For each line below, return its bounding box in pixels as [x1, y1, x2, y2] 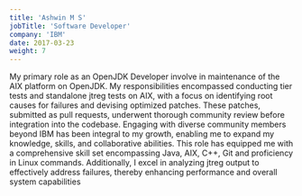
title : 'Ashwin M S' [9, 13, 87, 22]
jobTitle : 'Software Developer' [9, 22, 131, 31]
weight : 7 [9, 47, 47, 56]
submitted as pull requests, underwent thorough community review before [9, 110, 286, 120]
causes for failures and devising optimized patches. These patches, [9, 100, 261, 111]
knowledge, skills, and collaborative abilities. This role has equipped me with [9, 138, 294, 149]
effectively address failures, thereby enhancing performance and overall [9, 167, 278, 178]
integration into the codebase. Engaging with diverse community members [9, 119, 287, 130]
